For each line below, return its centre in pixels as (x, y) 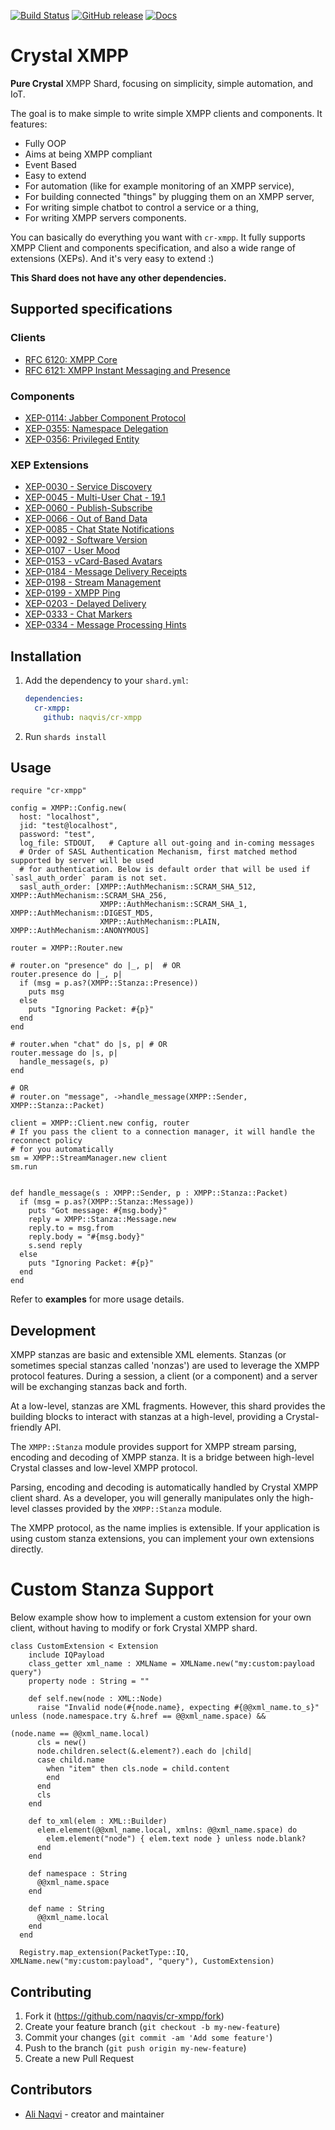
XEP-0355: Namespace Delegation (96, 428)
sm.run (24, 1167)
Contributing (51, 1991)
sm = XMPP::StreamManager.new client (89, 1158)
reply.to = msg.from (71, 1228)
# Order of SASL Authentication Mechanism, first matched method (158, 852)
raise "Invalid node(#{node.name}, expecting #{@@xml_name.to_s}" (178, 1708)
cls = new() (61, 1743)
